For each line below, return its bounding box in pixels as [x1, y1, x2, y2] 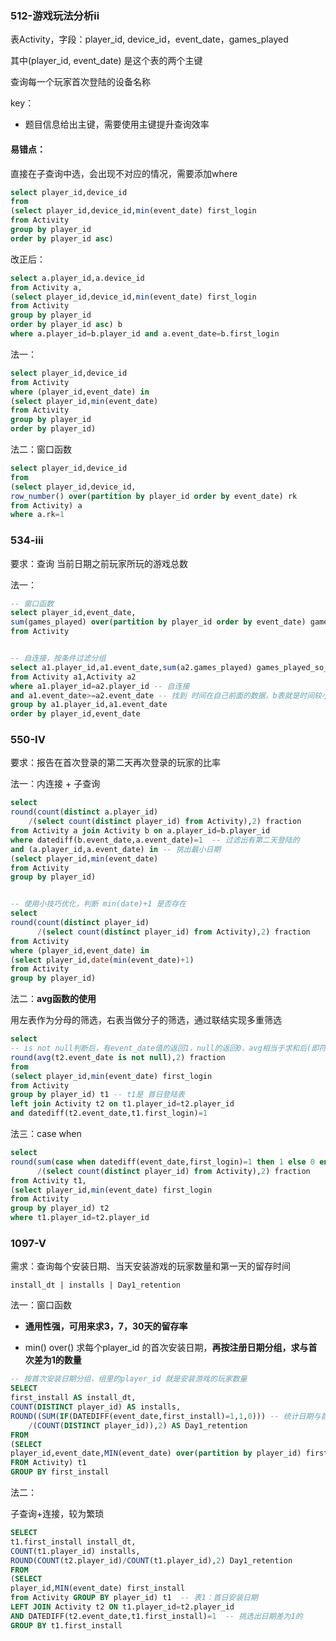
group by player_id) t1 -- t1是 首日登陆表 [10, 1090, 185, 1100]
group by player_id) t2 [10, 1203, 110, 1214]
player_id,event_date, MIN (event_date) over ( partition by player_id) [10, 1448, 302, 1459]
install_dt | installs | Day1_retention [10, 1280, 182, 1291]
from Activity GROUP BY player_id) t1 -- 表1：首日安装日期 [10, 1593, 258, 1603]
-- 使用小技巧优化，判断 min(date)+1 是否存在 [10, 899, 187, 909]
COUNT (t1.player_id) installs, [10, 1546, 141, 1556]
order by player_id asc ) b [10, 320, 123, 330]
